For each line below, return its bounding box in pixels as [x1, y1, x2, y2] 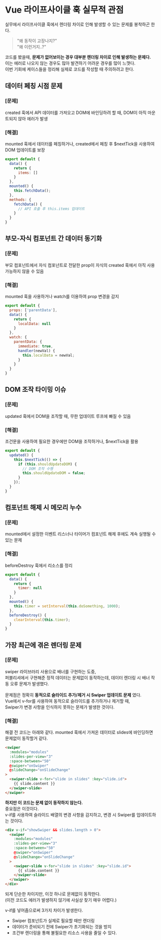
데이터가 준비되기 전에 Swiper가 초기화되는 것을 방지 [12, 924, 112, 930]
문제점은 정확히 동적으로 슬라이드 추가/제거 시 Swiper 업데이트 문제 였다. [5, 692, 142, 698]
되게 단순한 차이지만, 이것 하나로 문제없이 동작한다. [5, 891, 101, 897]
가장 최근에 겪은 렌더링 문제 [5, 641, 81, 649]
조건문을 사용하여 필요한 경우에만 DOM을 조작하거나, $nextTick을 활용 [5, 439, 139, 445]
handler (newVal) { [17, 348, 55, 353]
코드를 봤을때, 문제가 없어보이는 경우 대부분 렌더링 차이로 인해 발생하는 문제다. [5, 54, 151, 60]
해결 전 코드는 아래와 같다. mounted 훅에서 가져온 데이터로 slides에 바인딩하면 [5, 729, 153, 735]
